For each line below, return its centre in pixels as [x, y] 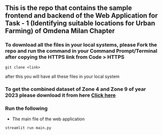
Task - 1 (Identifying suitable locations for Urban [80, 23]
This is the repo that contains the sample [69, 8]
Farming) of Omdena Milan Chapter [60, 31]
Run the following [26, 108]
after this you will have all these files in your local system [62, 76]
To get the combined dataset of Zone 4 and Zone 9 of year [76, 89]
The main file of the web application [48, 119]
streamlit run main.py [28, 128]
